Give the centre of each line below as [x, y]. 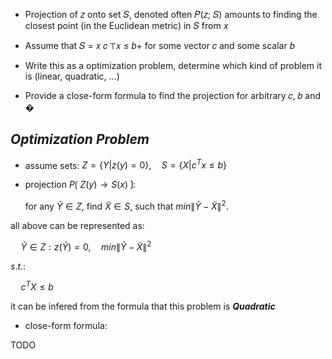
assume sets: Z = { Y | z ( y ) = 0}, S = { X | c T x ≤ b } [126, 164]
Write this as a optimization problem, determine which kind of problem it [173, 65]
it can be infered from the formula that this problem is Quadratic [143, 306]
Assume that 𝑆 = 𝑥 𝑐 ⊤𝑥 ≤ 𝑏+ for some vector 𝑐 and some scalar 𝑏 [159, 45]
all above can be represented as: [77, 226]
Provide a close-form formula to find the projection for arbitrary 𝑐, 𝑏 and [173, 95]
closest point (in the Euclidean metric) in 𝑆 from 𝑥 [126, 25]
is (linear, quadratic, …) [72, 76]
